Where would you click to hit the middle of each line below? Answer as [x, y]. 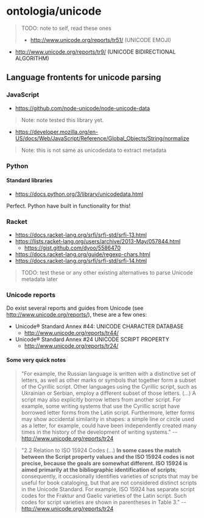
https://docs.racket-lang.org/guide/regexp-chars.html [83, 254]
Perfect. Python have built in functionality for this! [69, 206]
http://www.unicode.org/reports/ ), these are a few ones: [77, 315]
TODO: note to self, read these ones [66, 28]
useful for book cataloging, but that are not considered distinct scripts [109, 483]
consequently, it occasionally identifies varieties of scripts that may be [110, 476]
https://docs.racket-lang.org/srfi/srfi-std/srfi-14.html [81, 261]
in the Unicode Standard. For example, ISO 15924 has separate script [108, 489]
